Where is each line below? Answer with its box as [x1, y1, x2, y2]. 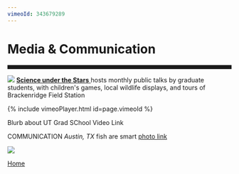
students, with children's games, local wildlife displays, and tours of [7, 83, 206, 92]
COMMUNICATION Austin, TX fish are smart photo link [7, 132, 167, 141]
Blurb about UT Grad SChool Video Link [7, 118, 124, 126]
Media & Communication [7, 40, 156, 57]
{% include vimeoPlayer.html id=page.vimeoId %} [7, 104, 153, 113]
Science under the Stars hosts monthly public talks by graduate [16, 75, 205, 84]
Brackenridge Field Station [7, 90, 85, 99]
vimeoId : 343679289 [7, 10, 65, 18]
